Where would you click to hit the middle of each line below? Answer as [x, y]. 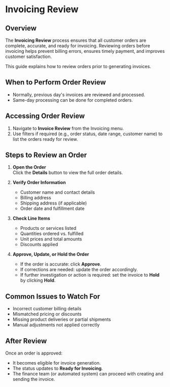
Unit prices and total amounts [51, 239]
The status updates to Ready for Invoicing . [58, 368]
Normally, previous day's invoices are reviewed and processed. [79, 95]
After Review [26, 341]
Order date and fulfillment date [52, 209]
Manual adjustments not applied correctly [56, 325]
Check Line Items [31, 218]
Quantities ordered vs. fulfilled [52, 234]
